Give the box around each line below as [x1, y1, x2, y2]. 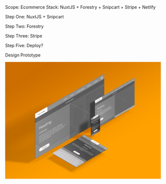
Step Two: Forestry [5, 23, 44, 29]
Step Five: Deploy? [5, 43, 43, 48]
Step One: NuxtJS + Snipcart [5, 14, 64, 19]
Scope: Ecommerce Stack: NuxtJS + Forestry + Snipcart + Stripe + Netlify [5, 4, 156, 10]
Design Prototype [5, 52, 41, 58]
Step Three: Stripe [5, 33, 42, 39]
